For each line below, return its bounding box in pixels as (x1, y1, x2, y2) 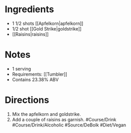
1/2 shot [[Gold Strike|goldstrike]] (12, 25, 82, 31)
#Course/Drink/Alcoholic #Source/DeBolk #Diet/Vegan (12, 122, 126, 128)
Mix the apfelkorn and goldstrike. (12, 111, 81, 117)
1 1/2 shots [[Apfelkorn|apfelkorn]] (12, 20, 83, 26)
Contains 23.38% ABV (12, 76, 59, 82)
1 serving (12, 65, 31, 72)
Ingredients (5, 4, 54, 15)
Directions (5, 94, 49, 106)
